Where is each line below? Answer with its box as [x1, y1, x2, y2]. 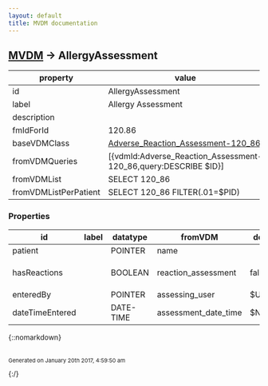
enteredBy [12, 289, 52, 300]
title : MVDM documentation [8, 19, 98, 27]
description [12, 112, 55, 123]
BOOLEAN [110, 267, 150, 278]
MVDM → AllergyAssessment [8, 49, 158, 62]
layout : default [8, 11, 62, 20]
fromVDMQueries [12, 156, 78, 167]
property [38, 73, 74, 84]
